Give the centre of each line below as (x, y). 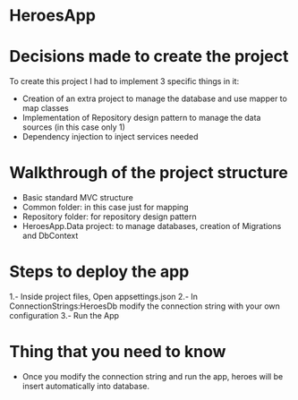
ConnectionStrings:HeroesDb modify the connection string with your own (145, 306)
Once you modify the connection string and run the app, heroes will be (153, 376)
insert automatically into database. (86, 386)
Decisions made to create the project (149, 57)
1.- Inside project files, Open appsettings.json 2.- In (104, 297)
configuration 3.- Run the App (64, 315)
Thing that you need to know (118, 352)
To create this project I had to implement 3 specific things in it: (124, 81)
